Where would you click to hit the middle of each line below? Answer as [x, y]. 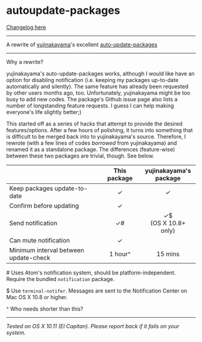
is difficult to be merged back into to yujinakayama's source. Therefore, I [96, 136]
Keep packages [31, 188]
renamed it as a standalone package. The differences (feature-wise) [91, 149]
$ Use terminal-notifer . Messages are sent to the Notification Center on [97, 291]
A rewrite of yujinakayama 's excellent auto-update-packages [82, 44]
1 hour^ [120, 254]
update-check [30, 258]
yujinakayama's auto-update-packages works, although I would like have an [101, 74]
